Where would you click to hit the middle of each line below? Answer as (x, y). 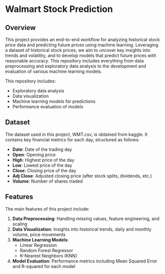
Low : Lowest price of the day (42, 165)
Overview (21, 28)
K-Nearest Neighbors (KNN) (48, 256)
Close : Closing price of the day (44, 170)
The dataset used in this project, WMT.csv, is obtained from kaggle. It (76, 134)
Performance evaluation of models (48, 107)
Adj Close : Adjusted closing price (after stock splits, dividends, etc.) (82, 176)
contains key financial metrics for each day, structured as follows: (73, 139)
